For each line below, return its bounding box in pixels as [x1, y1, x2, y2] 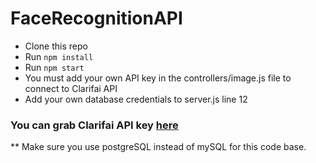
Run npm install [24, 50, 94, 62]
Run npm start [24, 61, 85, 73]
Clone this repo [24, 40, 88, 52]
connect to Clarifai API [24, 82, 118, 94]
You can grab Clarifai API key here [10, 118, 179, 132]
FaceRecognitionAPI [10, 7, 183, 30]
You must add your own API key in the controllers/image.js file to [24, 72, 292, 84]
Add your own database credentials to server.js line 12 [24, 93, 248, 105]
